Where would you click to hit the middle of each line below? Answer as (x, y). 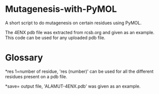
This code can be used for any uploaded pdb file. (55, 38)
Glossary (24, 58)
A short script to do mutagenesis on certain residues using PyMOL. (73, 23)
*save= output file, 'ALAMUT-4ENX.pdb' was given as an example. (73, 86)
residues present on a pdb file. (36, 76)
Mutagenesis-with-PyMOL (61, 9)
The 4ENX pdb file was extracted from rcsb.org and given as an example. (80, 32)
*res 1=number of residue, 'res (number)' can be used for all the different (79, 71)
